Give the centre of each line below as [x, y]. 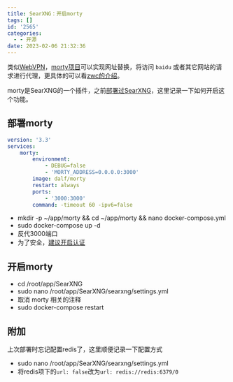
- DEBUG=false [65, 166]
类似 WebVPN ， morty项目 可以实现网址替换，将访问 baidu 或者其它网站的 [112, 67]
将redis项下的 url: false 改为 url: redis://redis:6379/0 [98, 372]
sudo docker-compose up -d [59, 226]
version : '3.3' [29, 140]
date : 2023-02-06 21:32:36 [47, 46]
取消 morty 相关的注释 [49, 300]
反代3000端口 [37, 234]
